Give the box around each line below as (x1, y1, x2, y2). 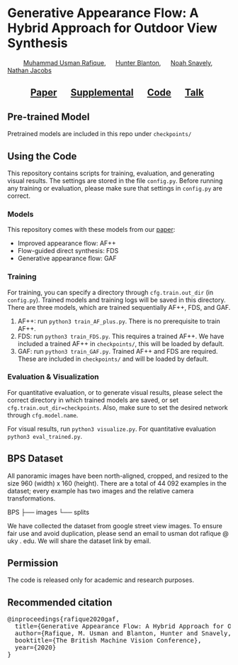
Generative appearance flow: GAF (17, 254, 117, 263)
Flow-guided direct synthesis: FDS (17, 247, 119, 255)
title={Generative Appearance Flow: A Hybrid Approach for (14, 622, 225, 630)
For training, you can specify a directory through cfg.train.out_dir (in (7, 288, 214, 296)
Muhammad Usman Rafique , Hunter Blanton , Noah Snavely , (23, 58, 213, 67)
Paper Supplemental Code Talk (30, 86, 204, 99)
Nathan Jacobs (7, 66, 52, 74)
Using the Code (7, 150, 77, 162)
